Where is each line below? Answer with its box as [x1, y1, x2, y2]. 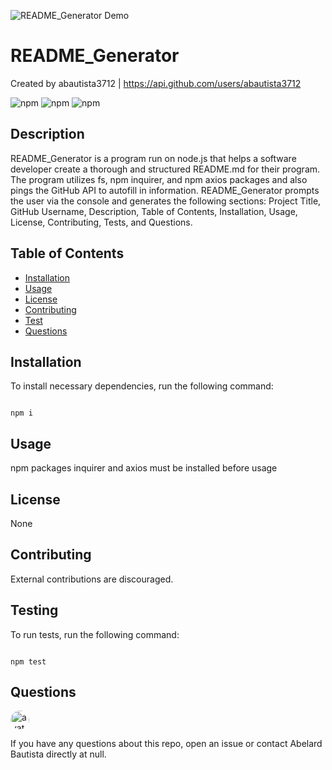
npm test [10, 656, 47, 667]
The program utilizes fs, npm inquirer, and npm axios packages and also [10, 173, 308, 185]
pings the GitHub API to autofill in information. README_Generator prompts [10, 184, 320, 196]
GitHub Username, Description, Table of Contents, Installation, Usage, [10, 205, 298, 217]
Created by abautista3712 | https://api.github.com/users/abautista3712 [10, 77, 302, 89]
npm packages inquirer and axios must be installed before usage [10, 462, 278, 474]
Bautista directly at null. [10, 748, 107, 760]
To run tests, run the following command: [10, 628, 180, 640]
